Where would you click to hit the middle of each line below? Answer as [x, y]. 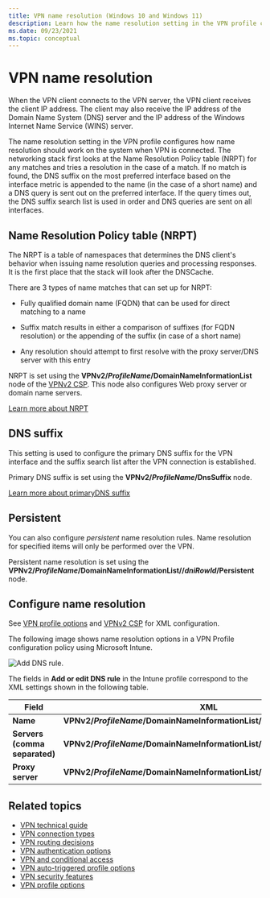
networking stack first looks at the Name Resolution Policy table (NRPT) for [133, 159]
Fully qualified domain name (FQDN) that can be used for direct [125, 303]
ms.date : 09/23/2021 [43, 31]
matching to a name [53, 312]
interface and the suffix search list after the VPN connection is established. [132, 461]
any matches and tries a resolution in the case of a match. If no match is [127, 168]
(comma [29, 744]
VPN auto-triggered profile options [77, 868]
